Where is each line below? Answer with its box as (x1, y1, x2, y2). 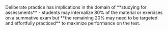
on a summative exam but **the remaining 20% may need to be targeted (5, 15, 158, 20)
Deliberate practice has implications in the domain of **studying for (5, 4, 147, 10)
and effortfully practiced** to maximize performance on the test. (5, 20, 141, 26)
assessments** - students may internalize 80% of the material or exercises (5, 9, 163, 15)
